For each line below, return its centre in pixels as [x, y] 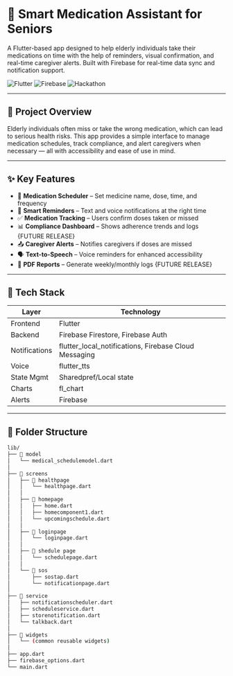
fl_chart [71, 389]
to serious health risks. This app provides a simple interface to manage [109, 136]
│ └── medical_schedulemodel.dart [60, 460]
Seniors [30, 29]
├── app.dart [26, 655]
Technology [140, 312]
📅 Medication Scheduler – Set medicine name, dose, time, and [107, 196]
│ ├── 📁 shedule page [42, 551]
